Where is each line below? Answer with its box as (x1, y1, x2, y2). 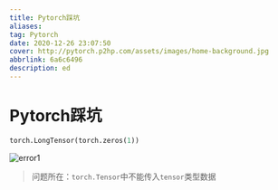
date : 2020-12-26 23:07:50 (9, 38, 111, 48)
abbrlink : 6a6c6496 (9, 55, 83, 64)
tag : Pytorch (9, 30, 59, 39)
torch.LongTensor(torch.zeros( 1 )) (9, 136, 140, 145)
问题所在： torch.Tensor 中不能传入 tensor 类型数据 (31, 171, 216, 182)
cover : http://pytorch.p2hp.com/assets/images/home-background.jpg (9, 47, 270, 56)
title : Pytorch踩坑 (9, 13, 81, 23)
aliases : (9, 22, 43, 31)
